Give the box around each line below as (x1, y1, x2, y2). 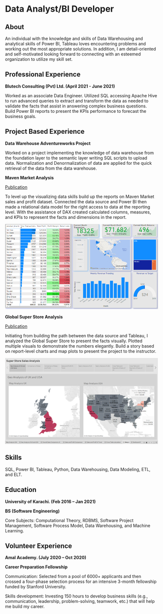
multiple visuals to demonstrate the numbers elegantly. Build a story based (5, 343, 154, 349)
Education (5, 486, 37, 494)
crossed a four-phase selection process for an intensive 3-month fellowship (5, 579, 157, 584)
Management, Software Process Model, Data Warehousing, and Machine (5, 523, 150, 528)
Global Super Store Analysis (5, 314, 63, 319)
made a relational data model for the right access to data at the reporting (5, 204, 150, 210)
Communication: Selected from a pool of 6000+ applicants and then (5, 574, 142, 579)
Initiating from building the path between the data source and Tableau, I (5, 333, 148, 338)
